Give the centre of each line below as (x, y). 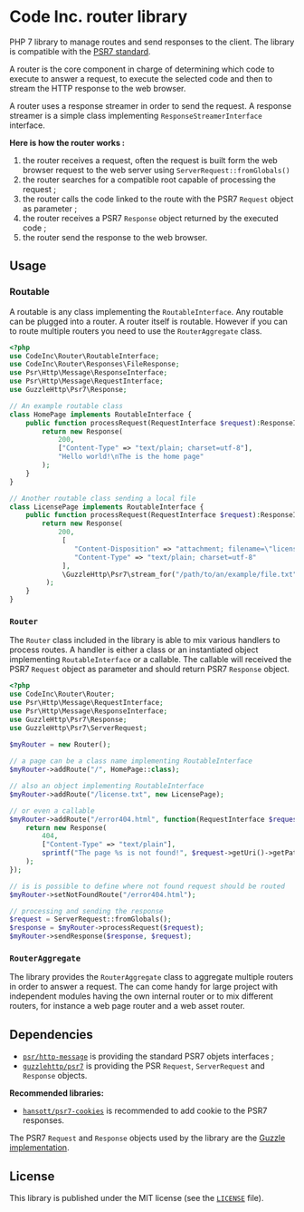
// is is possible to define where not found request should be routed (147, 886)
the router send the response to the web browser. (115, 237)
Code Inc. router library (99, 17)
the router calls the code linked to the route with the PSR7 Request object (158, 199)
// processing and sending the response (87, 911)
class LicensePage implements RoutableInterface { (107, 507)
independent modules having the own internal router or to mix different (142, 996)
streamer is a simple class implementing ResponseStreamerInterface (136, 115)
